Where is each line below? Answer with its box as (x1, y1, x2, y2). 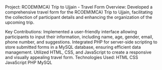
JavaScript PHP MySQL (5, 60, 53, 65)
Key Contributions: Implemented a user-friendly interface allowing (5, 29, 137, 34)
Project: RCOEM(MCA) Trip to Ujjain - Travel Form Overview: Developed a (5, 4, 153, 10)
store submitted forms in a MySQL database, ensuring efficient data (5, 44, 141, 50)
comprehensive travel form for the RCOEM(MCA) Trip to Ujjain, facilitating (5, 9, 153, 15)
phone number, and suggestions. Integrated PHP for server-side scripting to (5, 39, 158, 45)
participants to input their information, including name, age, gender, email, (5, 34, 153, 40)
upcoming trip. (5, 19, 35, 25)
